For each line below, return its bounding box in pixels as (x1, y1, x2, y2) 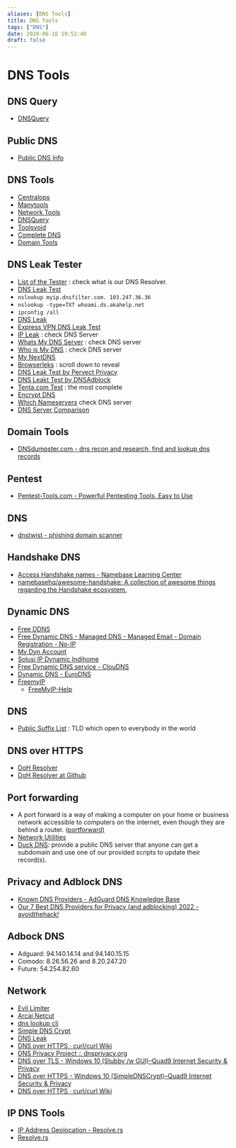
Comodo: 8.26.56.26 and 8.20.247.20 (17, 957, 127, 965)
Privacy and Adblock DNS (7, 876, 123, 888)
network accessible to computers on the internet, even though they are (17, 818, 225, 826)
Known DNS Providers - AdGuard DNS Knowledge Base (17, 894, 180, 904)
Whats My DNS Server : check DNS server (17, 337, 141, 346)
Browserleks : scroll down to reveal (17, 360, 120, 368)
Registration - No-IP (17, 639, 76, 648)
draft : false (7, 37, 46, 44)
